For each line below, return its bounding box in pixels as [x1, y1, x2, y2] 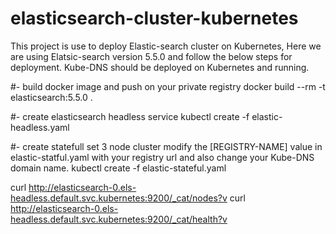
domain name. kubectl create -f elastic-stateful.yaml [10, 162, 227, 174]
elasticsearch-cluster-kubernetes [10, 7, 299, 30]
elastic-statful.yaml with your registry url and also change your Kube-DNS [10, 151, 315, 163]
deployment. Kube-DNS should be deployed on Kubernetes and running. [10, 61, 310, 73]
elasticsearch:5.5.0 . [10, 91, 93, 103]
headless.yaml [10, 121, 70, 133]
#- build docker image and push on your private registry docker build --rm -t [10, 80, 326, 92]
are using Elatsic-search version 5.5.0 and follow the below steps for [10, 50, 293, 62]
